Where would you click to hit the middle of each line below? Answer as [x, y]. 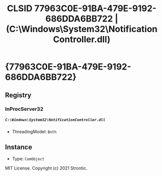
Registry [18, 95]
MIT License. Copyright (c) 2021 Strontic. [46, 168]
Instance [19, 147]
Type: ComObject [28, 159]
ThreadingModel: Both [34, 132]
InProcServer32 [24, 109]
